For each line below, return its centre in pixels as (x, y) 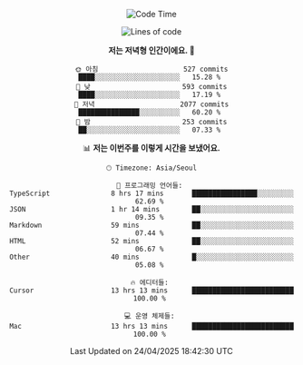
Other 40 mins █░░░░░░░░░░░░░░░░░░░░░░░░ (151, 257)
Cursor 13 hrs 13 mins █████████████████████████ (151, 291)
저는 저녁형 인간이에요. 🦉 (151, 50)
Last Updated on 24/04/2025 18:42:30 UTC (151, 351)
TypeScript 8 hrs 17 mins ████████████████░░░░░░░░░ (151, 193)
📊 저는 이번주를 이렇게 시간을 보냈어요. (151, 148)
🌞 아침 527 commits (151, 69)
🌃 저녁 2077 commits (151, 104)
